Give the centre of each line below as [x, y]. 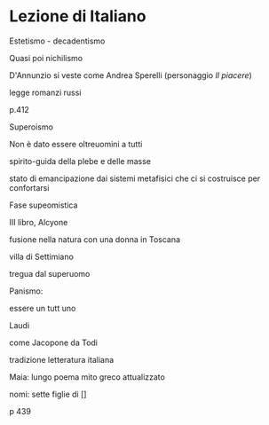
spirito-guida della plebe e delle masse [80, 161]
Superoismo [31, 127]
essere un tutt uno [43, 308]
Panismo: [26, 291]
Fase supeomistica [44, 205]
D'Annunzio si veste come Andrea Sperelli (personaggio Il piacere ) [131, 75]
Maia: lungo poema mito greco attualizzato [87, 377]
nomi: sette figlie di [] [48, 394]
